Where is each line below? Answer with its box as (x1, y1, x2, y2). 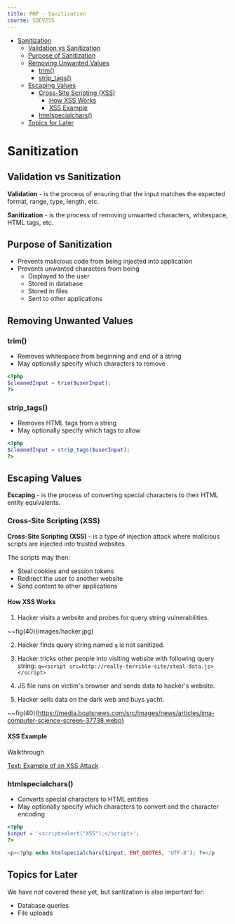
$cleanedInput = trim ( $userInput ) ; (7, 379, 112, 387)
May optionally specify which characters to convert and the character (17, 802, 220, 811)
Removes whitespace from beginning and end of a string (17, 352, 182, 360)
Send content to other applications (17, 582, 118, 590)
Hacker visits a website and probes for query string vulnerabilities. (17, 613, 210, 622)
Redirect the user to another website (17, 574, 123, 582)
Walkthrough (7, 748, 44, 757)
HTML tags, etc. (7, 218, 54, 226)
